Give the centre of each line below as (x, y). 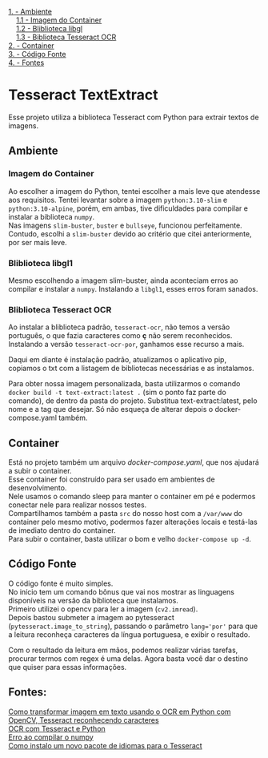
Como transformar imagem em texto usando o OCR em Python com (120, 712)
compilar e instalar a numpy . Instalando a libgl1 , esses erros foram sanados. (133, 288)
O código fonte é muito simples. (61, 583)
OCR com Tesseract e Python (57, 728)
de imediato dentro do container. (62, 530)
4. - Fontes (26, 62)
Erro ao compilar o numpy (51, 737)
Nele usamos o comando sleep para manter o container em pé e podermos (132, 497)
